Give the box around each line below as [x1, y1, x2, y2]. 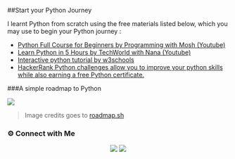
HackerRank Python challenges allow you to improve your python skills [17, 63, 223, 71]
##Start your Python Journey [7, 6, 92, 14]
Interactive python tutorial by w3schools [17, 56, 135, 64]
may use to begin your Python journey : [7, 27, 122, 35]
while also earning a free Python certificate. [17, 70, 145, 79]
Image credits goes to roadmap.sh [24, 111, 125, 119]
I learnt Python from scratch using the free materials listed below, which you [7, 20, 228, 27]
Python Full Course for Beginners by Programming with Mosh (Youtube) [17, 41, 226, 49]
